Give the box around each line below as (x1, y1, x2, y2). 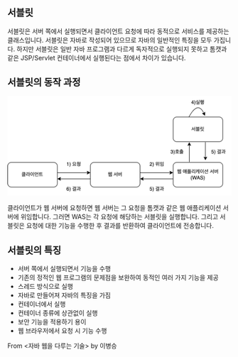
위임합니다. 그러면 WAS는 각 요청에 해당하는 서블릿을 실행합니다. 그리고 (20, 212, 219, 221)
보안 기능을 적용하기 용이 (17, 317, 87, 326)
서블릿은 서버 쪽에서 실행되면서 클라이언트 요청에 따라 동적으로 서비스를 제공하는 (7, 27, 229, 35)
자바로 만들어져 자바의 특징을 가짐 (17, 290, 112, 300)
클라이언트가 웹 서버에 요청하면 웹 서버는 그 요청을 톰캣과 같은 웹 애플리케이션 (7, 204, 222, 212)
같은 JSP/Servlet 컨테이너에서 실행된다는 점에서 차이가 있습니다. (7, 53, 186, 62)
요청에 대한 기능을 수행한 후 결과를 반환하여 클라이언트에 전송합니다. (26, 221, 215, 230)
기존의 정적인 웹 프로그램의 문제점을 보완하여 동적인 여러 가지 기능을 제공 (17, 273, 219, 282)
